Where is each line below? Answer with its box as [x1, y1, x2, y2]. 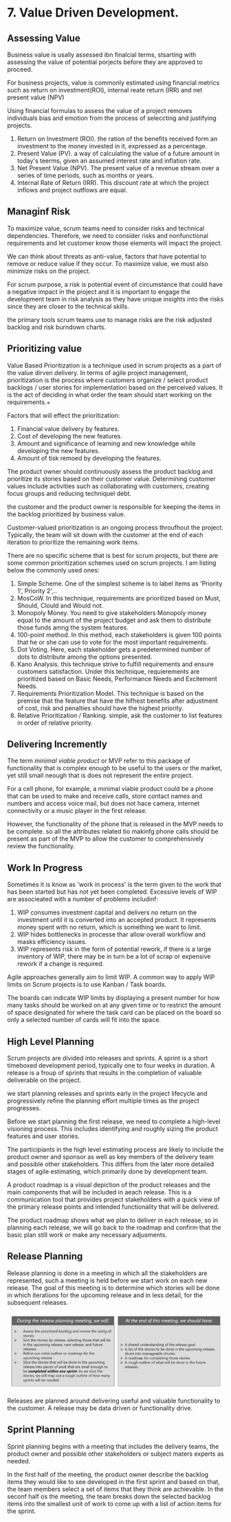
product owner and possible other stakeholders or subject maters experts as [7, 1450, 224, 1458]
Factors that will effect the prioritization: [7, 411, 120, 419]
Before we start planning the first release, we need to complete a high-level [7, 1117, 221, 1125]
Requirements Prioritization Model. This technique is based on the [16, 689, 204, 697]
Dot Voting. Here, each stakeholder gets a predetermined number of [16, 645, 211, 653]
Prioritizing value [7, 343, 82, 354]
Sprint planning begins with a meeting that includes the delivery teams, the [7, 1442, 219, 1450]
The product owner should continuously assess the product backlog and [7, 467, 213, 475]
